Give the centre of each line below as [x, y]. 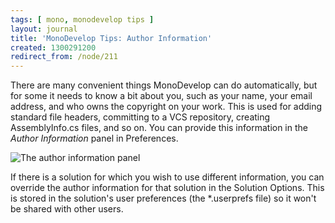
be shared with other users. [67, 209]
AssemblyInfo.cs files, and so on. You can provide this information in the [159, 128]
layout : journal [44, 29]
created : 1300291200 [53, 47]
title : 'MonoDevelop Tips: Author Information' [111, 38]
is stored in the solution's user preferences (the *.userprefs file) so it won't [163, 198]
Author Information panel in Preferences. [94, 138]
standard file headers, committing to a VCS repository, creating [140, 117]
